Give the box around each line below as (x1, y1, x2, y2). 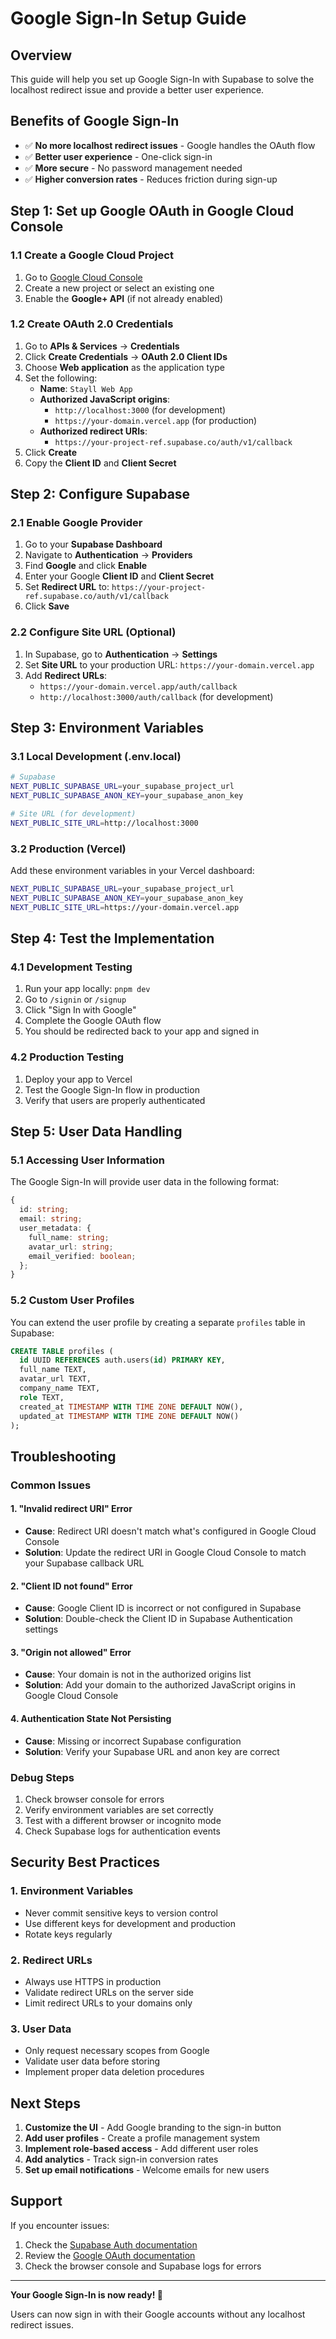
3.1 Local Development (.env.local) (10, 750, 182, 764)
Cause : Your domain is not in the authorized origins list (24, 1668, 252, 1681)
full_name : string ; (28, 1232, 110, 1242)
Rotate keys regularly (24, 1928, 113, 1940)
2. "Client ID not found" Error (10, 1580, 133, 1592)
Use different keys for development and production (24, 1917, 236, 1929)
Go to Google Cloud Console (24, 271, 143, 283)
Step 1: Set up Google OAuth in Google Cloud (10, 203, 295, 220)
